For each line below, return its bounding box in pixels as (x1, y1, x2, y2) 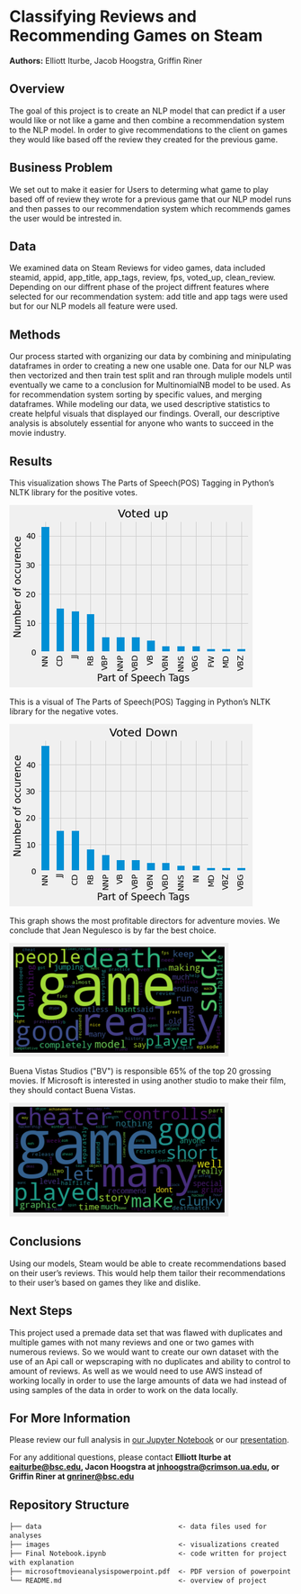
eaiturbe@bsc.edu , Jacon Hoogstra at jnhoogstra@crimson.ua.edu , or (9, 1462, 280, 1472)
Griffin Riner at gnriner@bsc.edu (9, 1471, 135, 1482)
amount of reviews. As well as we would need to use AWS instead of (9, 1365, 263, 1376)
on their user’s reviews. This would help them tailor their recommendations (9, 1267, 286, 1278)
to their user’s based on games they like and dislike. (9, 1277, 201, 1288)
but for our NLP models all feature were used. (9, 301, 178, 312)
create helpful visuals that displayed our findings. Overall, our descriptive (9, 408, 280, 420)
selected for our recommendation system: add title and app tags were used (9, 291, 288, 303)
